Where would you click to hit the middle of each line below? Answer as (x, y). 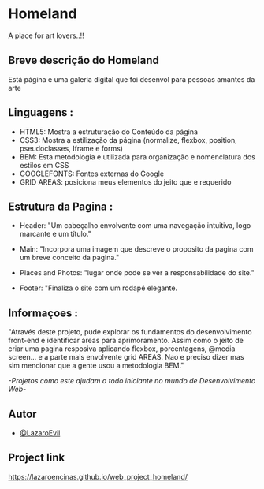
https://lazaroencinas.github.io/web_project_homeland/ (98, 476)
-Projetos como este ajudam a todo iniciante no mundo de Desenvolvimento (132, 381)
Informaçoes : (43, 313)
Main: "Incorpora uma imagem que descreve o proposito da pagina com (136, 249)
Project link (37, 458)
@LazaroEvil (40, 433)
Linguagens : (41, 112)
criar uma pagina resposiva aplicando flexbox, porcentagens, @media (122, 349)
